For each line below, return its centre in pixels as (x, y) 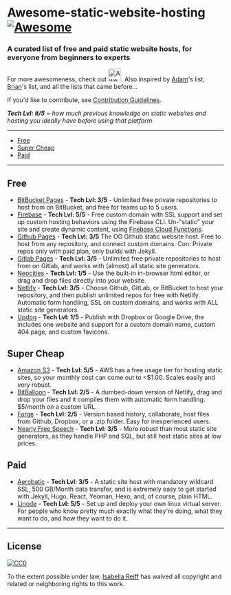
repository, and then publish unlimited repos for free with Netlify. (109, 295)
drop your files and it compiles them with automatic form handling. (111, 400)
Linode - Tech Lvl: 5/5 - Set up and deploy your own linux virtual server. (119, 503)
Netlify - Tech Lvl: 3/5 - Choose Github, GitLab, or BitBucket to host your (120, 288)
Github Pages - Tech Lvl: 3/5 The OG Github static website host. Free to (119, 236)
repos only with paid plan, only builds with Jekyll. (87, 251)
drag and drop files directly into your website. (81, 281)
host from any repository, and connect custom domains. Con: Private (115, 244)
